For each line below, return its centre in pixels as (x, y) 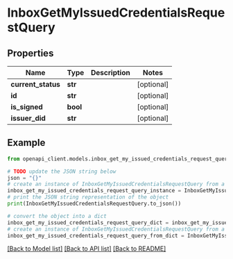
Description (111, 73)
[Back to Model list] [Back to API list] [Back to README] (87, 249)
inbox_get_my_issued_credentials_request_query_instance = (94, 191)
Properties (31, 53)
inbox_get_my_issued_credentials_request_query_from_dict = (96, 235)
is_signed (27, 107)
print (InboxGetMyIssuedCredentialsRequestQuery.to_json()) (94, 204)
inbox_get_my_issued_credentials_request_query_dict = (88, 223)
